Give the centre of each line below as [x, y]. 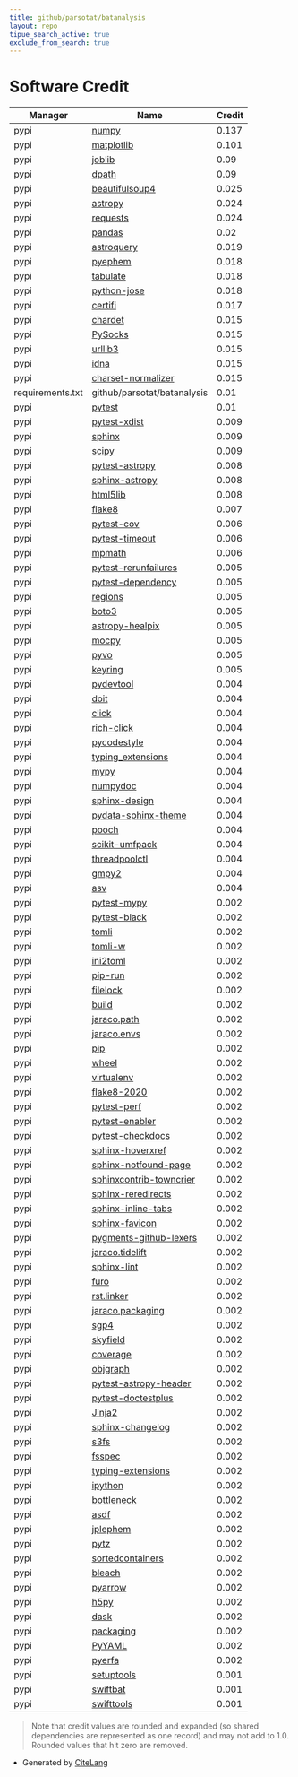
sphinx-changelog [131, 1427]
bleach [106, 1573]
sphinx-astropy [125, 481]
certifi [104, 306]
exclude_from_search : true [60, 43]
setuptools [114, 1675]
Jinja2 [105, 1413]
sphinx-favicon [124, 1223]
